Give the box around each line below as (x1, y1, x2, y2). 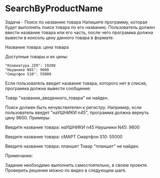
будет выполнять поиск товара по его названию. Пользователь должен (5, 24, 155, 30)
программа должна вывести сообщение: (5, 85, 91, 91)
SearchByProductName (5, 3, 103, 14)
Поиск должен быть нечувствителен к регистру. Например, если (5, 104, 142, 110)
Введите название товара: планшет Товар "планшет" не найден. (5, 143, 140, 149)
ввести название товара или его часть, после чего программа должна (5, 29, 153, 35)
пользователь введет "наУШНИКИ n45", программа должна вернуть (5, 110, 149, 115)
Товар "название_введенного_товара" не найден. (5, 95, 109, 101)
